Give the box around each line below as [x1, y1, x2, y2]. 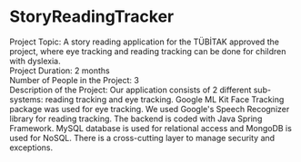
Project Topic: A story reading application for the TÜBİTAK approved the [9, 36, 280, 47]
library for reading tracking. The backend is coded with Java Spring [9, 113, 263, 124]
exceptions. [9, 142, 53, 153]
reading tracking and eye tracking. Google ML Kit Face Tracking [45, 93, 285, 105]
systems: [9, 93, 44, 105]
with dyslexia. [9, 55, 61, 66]
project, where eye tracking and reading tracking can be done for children [9, 45, 286, 56]
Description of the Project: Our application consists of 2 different [9, 84, 252, 95]
